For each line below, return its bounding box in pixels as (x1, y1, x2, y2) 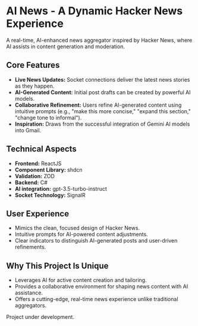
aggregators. (14, 302, 47, 309)
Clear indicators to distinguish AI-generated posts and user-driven (14, 237, 178, 244)
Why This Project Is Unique (6, 260, 109, 271)
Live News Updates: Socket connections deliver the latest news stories (14, 76, 190, 83)
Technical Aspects (6, 144, 77, 154)
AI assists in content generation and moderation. (6, 43, 125, 50)
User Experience (6, 209, 70, 219)
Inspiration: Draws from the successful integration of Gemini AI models (14, 120, 190, 128)
